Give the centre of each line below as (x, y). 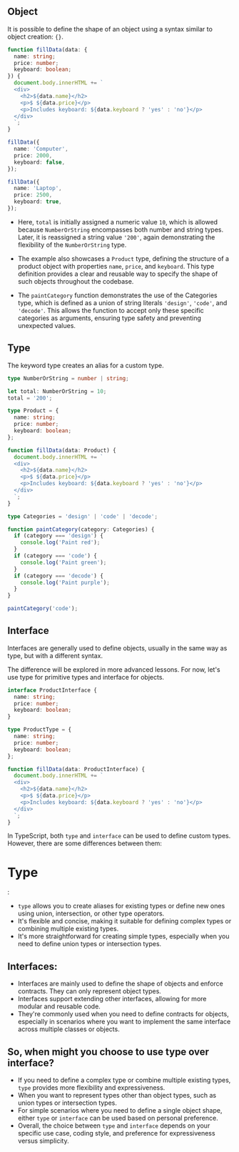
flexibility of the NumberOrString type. (72, 244)
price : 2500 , (33, 195)
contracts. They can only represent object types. (90, 991)
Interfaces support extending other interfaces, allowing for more (112, 999)
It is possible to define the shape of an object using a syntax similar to (110, 29)
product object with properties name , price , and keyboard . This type (116, 266)
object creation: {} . (36, 36)
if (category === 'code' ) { (56, 556)
